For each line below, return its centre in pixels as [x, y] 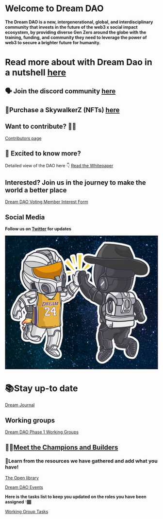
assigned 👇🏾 [18, 502]
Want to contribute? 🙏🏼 [41, 127]
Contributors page [23, 138]
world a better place [36, 190]
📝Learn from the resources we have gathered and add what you [81, 461]
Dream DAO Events [24, 487]
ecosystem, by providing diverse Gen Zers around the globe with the [76, 32]
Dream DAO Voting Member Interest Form [47, 202]
